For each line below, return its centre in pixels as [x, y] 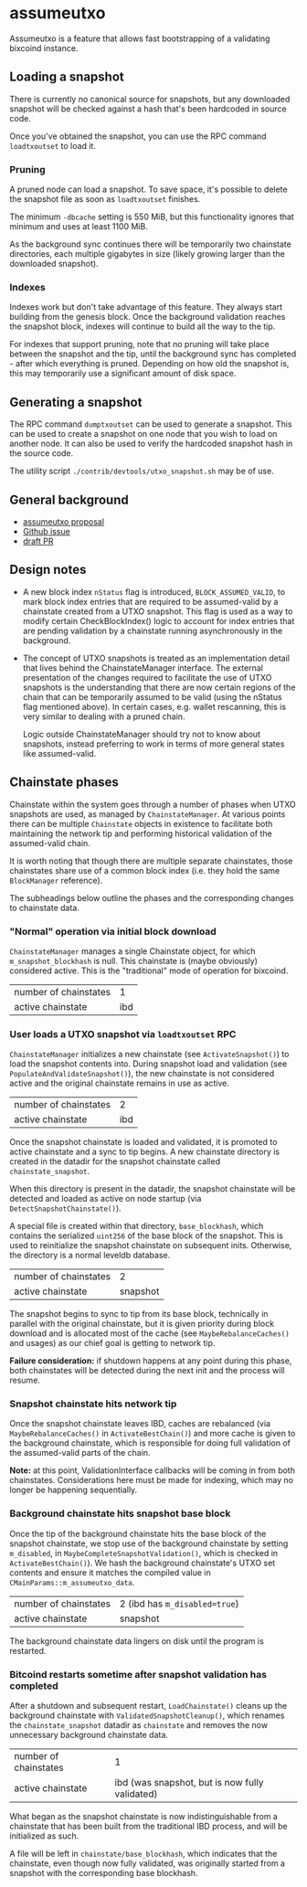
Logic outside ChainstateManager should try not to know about [141, 734]
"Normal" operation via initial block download [113, 931]
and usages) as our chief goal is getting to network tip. [112, 1343]
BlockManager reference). [56, 880]
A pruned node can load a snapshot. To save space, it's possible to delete [148, 189]
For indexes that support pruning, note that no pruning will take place [139, 345]
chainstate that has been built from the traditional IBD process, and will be [148, 1827]
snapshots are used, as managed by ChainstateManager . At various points [148, 814]
